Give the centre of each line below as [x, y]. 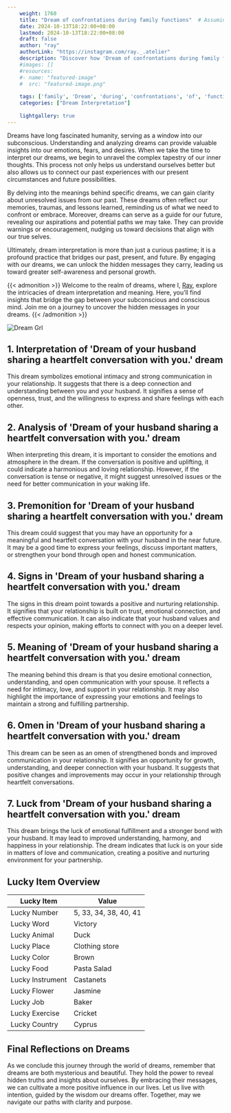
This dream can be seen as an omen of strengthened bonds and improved [112, 753]
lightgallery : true [47, 116]
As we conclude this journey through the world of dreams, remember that [111, 1065]
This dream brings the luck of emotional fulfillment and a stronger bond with [115, 831]
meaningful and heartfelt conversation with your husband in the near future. [114, 540]
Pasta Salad [92, 969]
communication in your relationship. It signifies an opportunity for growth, [111, 760]
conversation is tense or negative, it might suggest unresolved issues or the [114, 477]
